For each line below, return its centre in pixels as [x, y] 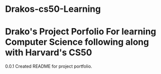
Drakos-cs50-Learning [53, 9]
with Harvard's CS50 [49, 53]
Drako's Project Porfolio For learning [81, 32]
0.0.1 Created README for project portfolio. [49, 66]
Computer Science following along [77, 42]
